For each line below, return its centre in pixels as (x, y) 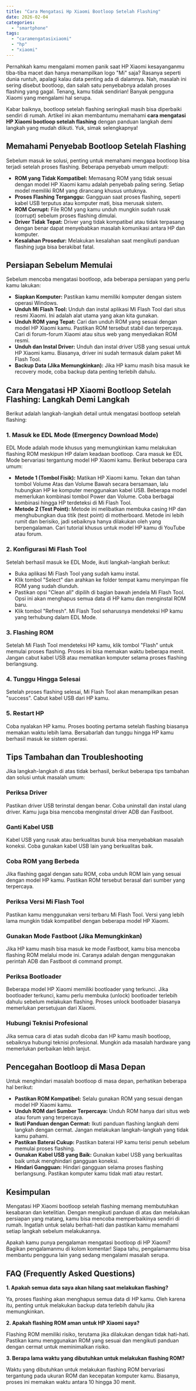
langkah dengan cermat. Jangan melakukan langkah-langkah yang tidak (102, 1130)
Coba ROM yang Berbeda (43, 861)
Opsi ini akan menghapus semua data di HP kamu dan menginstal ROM (100, 598)
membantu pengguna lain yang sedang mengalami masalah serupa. (88, 1255)
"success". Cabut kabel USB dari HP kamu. (58, 698)
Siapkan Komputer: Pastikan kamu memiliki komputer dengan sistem (98, 297)
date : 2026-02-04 (27, 17)
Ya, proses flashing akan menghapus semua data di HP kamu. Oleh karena (96, 1299)
